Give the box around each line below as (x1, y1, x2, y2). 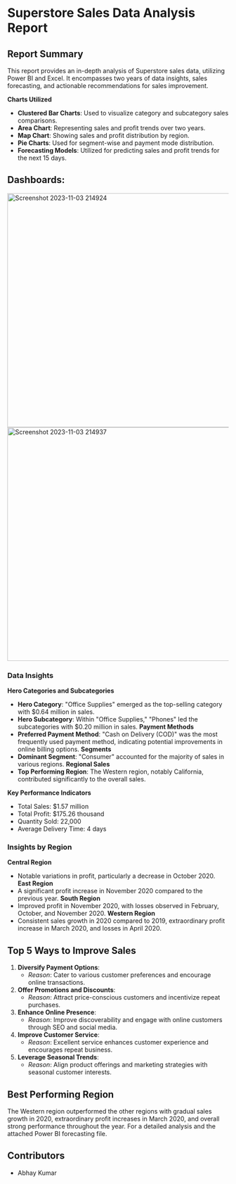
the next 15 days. (17, 153, 67, 162)
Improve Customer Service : (17, 1031, 100, 1039)
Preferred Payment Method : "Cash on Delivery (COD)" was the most (17, 730, 218, 738)
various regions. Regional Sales (17, 760, 110, 769)
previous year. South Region (17, 894, 100, 902)
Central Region (7, 858, 52, 867)
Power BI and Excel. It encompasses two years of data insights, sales (7, 74, 208, 82)
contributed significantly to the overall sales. (17, 775, 146, 783)
